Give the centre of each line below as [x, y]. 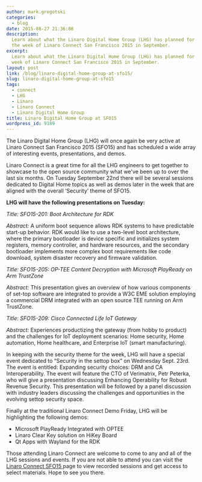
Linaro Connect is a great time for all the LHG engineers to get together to [97, 165]
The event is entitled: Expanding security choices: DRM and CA [85, 367]
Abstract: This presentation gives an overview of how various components [99, 288]
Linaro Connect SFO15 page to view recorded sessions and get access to [97, 466]
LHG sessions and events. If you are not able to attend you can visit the [94, 460]
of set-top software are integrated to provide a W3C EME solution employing [101, 294]
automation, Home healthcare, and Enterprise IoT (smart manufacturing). [96, 343]
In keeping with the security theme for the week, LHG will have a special [96, 354]
